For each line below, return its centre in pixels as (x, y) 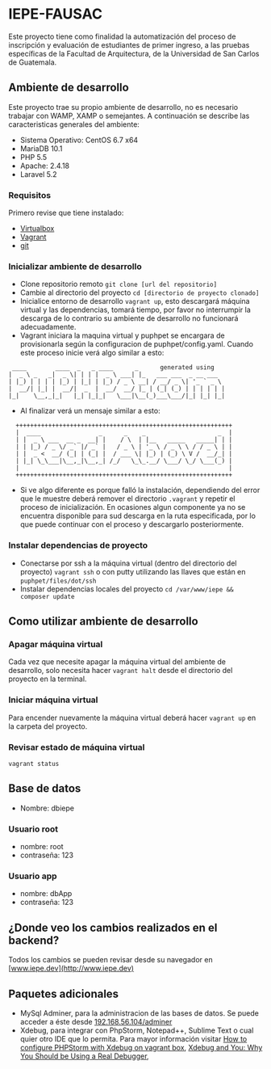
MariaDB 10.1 (41, 148)
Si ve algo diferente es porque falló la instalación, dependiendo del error (140, 490)
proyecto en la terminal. (48, 679)
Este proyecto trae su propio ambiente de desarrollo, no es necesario (123, 107)
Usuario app (33, 876)
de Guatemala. (33, 62)
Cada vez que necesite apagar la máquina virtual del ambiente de (117, 662)
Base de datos (45, 789)
